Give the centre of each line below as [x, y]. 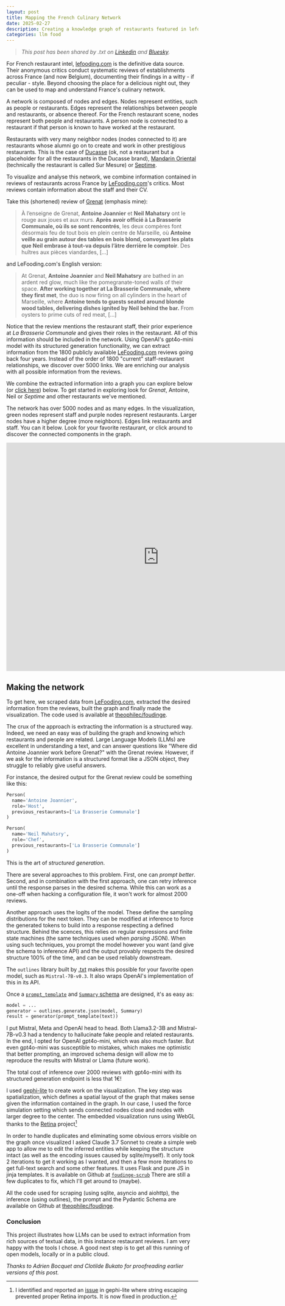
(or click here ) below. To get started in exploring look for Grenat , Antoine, [98, 390]
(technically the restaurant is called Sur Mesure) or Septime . [82, 165]
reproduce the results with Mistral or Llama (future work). [78, 1061]
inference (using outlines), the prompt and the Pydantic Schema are [91, 1199]
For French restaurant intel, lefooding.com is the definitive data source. [95, 64]
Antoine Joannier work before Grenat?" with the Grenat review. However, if [100, 752]
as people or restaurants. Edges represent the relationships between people [102, 108]
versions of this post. [33, 1272]
